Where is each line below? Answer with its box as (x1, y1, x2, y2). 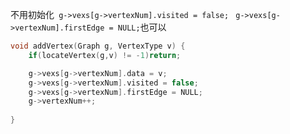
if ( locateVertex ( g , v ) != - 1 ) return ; (28, 50, 182, 60)
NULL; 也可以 (117, 21, 167, 33)
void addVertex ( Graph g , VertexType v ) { (10, 41, 186, 51)
